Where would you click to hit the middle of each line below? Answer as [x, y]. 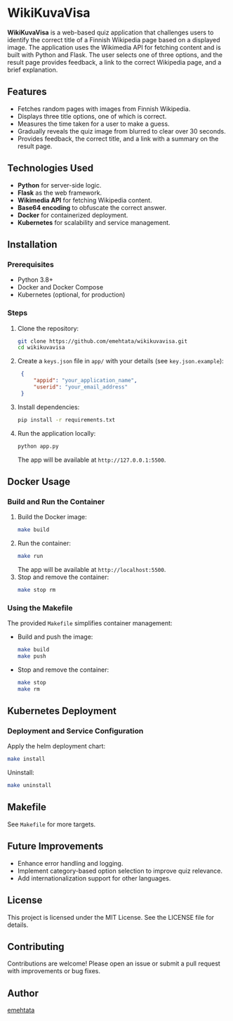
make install [26, 759]
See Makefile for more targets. [52, 824]
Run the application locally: [56, 433]
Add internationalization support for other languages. [94, 878]
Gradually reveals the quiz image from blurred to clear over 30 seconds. [121, 131]
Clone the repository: [48, 328]
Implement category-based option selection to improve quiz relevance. [120, 871]
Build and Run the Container [56, 502]
